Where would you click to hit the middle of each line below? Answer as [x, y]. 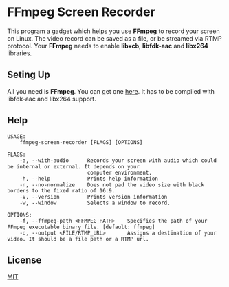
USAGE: [17, 136]
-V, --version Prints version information [94, 197]
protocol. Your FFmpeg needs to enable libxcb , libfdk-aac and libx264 [108, 46]
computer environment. [120, 172]
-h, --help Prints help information [89, 179]
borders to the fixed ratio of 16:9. [61, 190]
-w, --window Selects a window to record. [95, 203]
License [24, 260]
